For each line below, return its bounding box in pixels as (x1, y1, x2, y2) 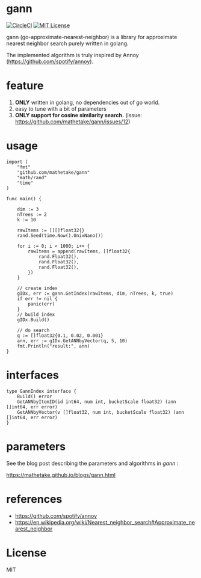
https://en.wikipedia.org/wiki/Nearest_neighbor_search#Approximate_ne (14, 518, 196, 526)
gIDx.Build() (17, 316, 50, 323)
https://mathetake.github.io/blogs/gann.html (6, 471, 116, 478)
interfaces (6, 369, 59, 382)
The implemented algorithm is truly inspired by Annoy (6, 51, 140, 58)
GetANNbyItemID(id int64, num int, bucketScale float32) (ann (17, 399, 176, 405)
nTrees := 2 (17, 211, 47, 218)
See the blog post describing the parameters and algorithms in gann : (6, 460, 179, 467)
